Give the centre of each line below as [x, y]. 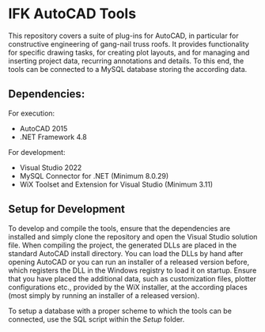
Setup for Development [66, 209]
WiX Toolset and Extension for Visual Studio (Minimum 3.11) [116, 184]
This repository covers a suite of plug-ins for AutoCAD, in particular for [123, 36]
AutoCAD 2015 [44, 128]
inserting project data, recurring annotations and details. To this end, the [126, 61]
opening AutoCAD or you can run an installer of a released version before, [129, 262]
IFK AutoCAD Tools [72, 14]
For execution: [32, 113]
